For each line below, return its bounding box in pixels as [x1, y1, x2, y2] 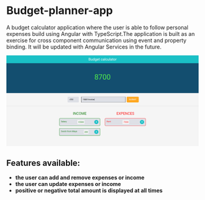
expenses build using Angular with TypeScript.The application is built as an [6, 30, 195, 37]
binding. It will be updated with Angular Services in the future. [6, 43, 162, 50]
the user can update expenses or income [15, 181, 121, 188]
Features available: [6, 158, 81, 168]
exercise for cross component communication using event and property [6, 36, 187, 44]
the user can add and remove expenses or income [15, 174, 145, 181]
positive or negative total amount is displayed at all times [15, 187, 163, 195]
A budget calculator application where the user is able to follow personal [6, 24, 189, 31]
